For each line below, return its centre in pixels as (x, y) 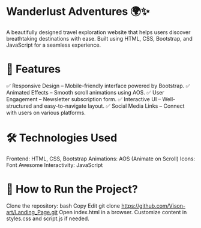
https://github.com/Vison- (153, 206)
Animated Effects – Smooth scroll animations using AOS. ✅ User (85, 92)
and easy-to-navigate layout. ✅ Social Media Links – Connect (109, 106)
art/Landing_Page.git (32, 212)
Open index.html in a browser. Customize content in (123, 212)
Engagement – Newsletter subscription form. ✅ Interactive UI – (84, 99)
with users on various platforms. (46, 113)
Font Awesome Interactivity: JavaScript (55, 165)
